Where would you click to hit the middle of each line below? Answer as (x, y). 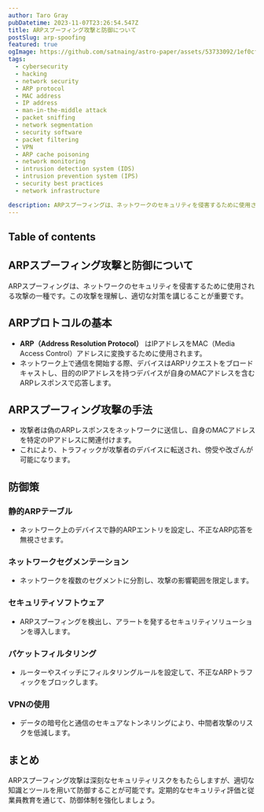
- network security (47, 81)
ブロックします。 (74, 682)
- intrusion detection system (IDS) (75, 169)
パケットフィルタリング (52, 653)
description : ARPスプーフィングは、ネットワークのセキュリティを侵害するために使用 (130, 205)
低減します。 (54, 733)
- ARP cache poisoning (52, 154)
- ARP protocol (40, 88)
